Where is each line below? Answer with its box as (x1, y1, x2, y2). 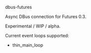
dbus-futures (5, 4, 32, 10)
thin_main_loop (12, 42, 44, 48)
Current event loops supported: (5, 33, 69, 38)
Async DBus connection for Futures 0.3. (5, 14, 87, 19)
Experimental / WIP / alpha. (5, 23, 61, 29)
